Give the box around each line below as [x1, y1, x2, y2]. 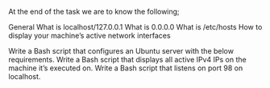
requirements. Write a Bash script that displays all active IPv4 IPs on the [8, 55, 247, 64]
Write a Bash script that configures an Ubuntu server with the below [8, 46, 234, 55]
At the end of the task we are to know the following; [8, 7, 180, 16]
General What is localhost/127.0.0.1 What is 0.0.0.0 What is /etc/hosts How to [8, 22, 263, 31]
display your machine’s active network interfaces [8, 31, 171, 40]
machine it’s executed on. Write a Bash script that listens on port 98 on [8, 63, 243, 73]
